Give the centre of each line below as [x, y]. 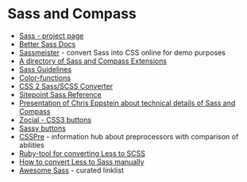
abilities [31, 145]
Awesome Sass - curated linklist [71, 170]
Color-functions [45, 78]
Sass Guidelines [45, 69]
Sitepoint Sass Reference [60, 94]
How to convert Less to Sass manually [81, 161]
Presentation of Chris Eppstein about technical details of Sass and [127, 103]
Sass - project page [51, 36]
